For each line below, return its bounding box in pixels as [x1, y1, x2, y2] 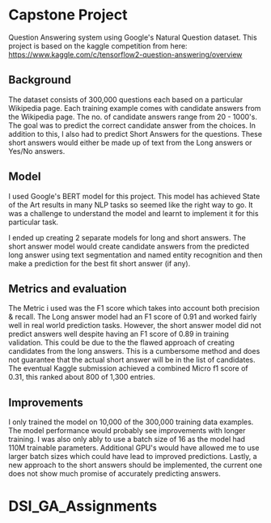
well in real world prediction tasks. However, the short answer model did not [8, 321, 261, 330]
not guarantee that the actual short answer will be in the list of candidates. [8, 355, 256, 365]
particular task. [8, 217, 59, 227]
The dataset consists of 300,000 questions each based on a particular [8, 95, 243, 104]
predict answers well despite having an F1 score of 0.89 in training [8, 330, 229, 339]
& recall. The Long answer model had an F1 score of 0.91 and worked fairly [8, 312, 257, 321]
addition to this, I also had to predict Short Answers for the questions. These [8, 129, 263, 138]
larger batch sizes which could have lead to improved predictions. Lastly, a [8, 452, 257, 461]
